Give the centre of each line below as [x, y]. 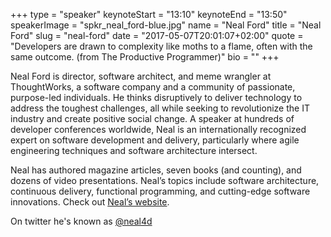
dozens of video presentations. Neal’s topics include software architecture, [165, 180]
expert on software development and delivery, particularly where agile [155, 140]
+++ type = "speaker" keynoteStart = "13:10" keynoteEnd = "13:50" [149, 14]
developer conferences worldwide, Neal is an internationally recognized [158, 129]
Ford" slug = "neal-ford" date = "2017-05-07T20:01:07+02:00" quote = [157, 35]
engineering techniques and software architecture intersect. [134, 150]
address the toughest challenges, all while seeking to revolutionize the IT [160, 108]
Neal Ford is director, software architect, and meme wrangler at [141, 76]
